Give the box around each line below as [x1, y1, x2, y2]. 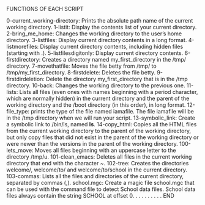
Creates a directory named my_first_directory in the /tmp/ [42, 56, 187, 63]
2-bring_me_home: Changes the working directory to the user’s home [6, 30, 182, 37]
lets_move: [6, 146, 34, 154]
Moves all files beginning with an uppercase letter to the [34, 146, 176, 154]
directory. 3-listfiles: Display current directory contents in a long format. [6, 37, 187, 43]
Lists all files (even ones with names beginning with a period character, [19, 88, 198, 95]
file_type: [6, 108, 29, 115]
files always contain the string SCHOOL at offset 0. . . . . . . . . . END [6, 192, 174, 199]
